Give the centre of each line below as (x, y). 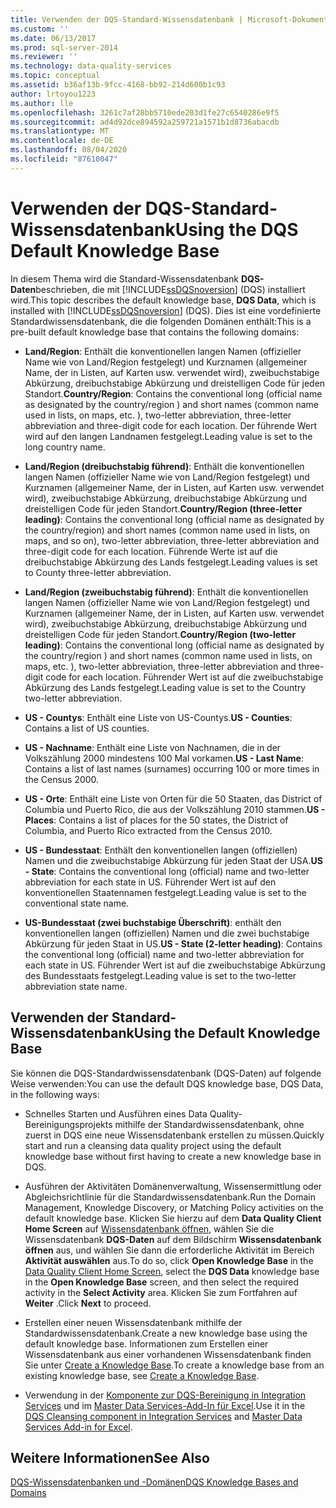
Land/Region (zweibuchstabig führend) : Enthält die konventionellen (166, 592)
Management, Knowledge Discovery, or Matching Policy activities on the (174, 1207)
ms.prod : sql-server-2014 (64, 47)
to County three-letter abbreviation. (98, 572)
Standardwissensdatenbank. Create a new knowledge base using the (166, 1333)
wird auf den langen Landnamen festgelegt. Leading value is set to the (168, 436)
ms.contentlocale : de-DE (62, 141)
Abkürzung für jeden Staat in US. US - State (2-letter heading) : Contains (173, 943)
